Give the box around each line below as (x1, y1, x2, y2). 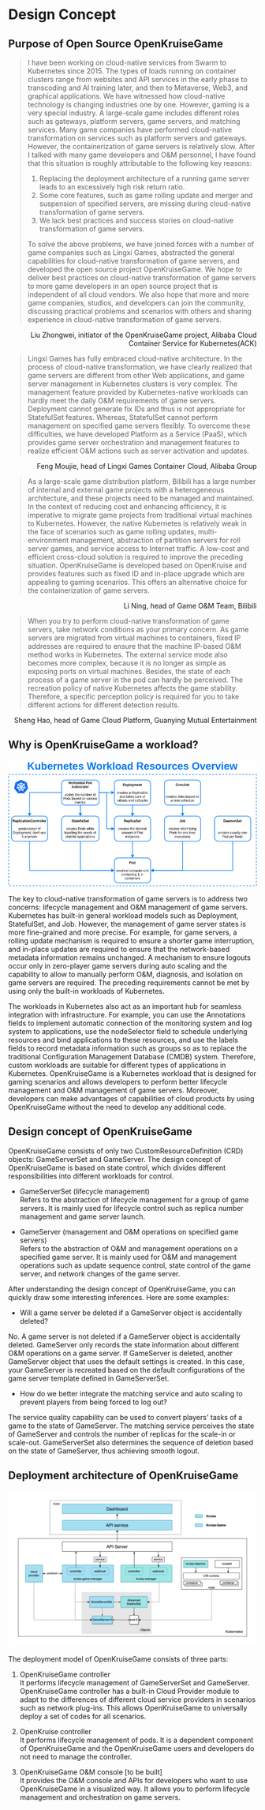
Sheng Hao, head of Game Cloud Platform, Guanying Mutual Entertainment (13, 716, 257, 725)
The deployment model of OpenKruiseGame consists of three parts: (8, 1654, 229, 1663)
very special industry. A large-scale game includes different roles (27, 108, 240, 118)
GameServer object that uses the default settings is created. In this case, (8, 1356, 245, 1366)
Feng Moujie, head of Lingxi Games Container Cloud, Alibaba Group (36, 462, 257, 470)
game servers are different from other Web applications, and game (27, 371, 245, 380)
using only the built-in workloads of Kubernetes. (8, 987, 165, 996)
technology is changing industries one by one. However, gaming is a (27, 100, 250, 109)
